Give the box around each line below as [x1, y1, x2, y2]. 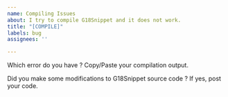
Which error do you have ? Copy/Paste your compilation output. [7, 61, 189, 69]
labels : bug [7, 29, 42, 37]
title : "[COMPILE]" [7, 23, 64, 30]
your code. [7, 82, 38, 90]
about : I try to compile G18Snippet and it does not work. [7, 17, 182, 24]
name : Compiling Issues [7, 10, 76, 17]
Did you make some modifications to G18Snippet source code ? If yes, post [7, 74, 222, 83]
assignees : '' [7, 36, 49, 43]
